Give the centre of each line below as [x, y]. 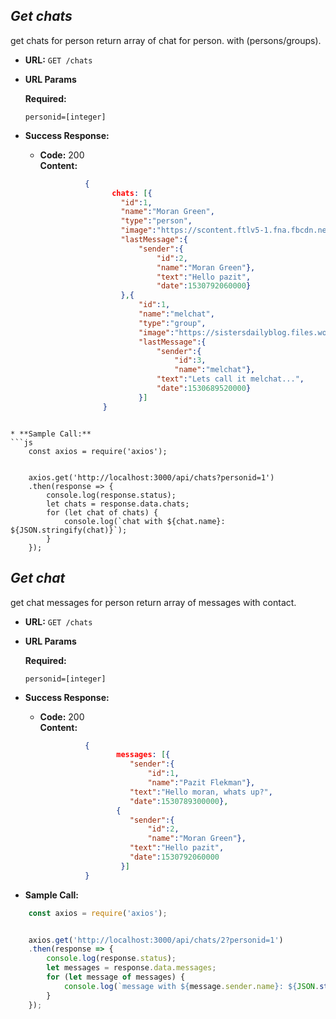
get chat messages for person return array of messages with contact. [153, 602]
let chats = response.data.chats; [118, 504]
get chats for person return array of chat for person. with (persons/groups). [166, 40]
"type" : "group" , [172, 323]
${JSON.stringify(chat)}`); [69, 530]
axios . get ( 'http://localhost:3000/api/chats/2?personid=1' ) [156, 940]
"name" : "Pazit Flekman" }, [201, 783]
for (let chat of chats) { [102, 512]
